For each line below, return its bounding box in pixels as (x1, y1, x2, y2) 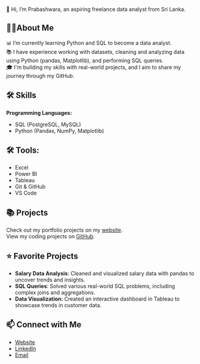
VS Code (14, 189, 37, 197)
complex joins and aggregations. (14, 289, 96, 296)
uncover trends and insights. (14, 276, 85, 284)
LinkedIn (14, 345, 36, 352)
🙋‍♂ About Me (6, 23, 54, 33)
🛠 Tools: (6, 145, 40, 156)
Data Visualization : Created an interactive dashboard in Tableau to (14, 295, 180, 302)
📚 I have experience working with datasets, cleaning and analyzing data (6, 48, 185, 55)
